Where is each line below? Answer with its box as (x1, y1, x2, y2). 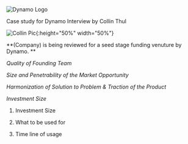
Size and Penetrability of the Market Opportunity (6, 71, 129, 79)
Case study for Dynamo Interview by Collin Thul (6, 18, 127, 24)
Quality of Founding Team (6, 60, 72, 67)
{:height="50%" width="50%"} (35, 29, 114, 37)
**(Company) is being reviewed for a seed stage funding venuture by (6, 41, 182, 48)
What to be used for (15, 119, 66, 126)
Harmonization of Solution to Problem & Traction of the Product (6, 83, 167, 90)
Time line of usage (15, 131, 62, 137)
